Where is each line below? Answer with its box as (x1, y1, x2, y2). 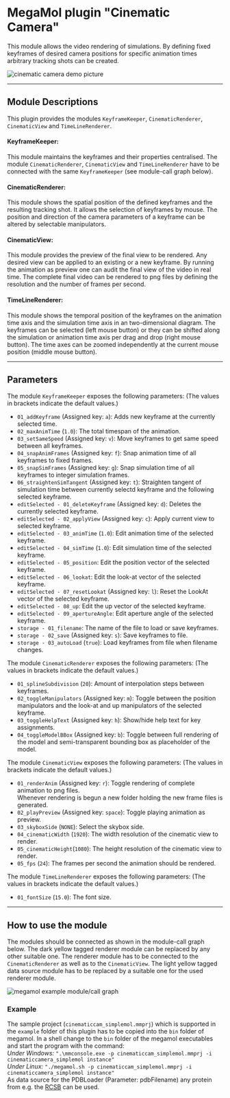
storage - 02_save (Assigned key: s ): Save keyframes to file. (16, 631, 188, 639)
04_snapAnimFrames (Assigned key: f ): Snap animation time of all (16, 449, 196, 457)
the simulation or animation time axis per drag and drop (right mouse (7, 333, 201, 341)
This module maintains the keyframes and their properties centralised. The (7, 152, 218, 160)
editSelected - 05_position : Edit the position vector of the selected (16, 558, 210, 566)
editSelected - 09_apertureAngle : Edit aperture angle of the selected (16, 609, 214, 618)
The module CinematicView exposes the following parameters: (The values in (7, 759, 223, 767)
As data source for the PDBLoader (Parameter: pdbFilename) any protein (7, 1075, 212, 1084)
